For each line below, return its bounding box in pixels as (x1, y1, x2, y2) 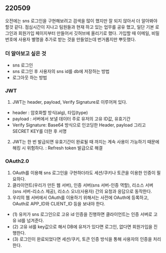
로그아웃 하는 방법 (12, 74, 47, 81)
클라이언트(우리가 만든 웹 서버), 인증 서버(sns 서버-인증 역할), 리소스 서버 (12, 182, 154, 188)
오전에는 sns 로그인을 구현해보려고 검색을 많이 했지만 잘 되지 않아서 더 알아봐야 (5, 17, 158, 24)
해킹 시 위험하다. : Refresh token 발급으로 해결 (12, 145, 103, 151)
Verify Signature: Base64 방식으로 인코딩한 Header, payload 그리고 (12, 122, 146, 128)
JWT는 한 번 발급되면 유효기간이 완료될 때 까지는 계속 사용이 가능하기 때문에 (12, 139, 160, 145)
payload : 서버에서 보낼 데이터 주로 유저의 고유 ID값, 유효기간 (12, 116, 131, 122)
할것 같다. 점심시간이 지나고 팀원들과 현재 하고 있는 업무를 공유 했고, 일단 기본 (5, 24, 155, 30)
